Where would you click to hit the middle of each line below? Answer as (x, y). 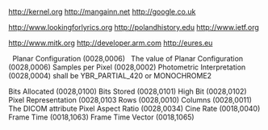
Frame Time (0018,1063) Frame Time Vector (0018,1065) (102, 117)
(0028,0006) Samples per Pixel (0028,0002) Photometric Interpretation (127, 67)
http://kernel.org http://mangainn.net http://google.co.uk (102, 12)
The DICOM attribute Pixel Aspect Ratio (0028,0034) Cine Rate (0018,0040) (134, 109)
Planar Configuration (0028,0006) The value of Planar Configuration (128, 59)
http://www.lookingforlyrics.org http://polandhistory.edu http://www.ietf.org (134, 27)
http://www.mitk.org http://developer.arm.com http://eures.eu (111, 43)
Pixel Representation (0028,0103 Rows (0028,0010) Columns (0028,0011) (130, 100)
